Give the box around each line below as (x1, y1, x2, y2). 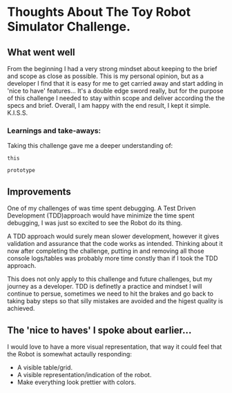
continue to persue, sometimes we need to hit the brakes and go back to (7, 289, 214, 298)
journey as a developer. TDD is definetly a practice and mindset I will (7, 282, 202, 291)
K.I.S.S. (7, 108, 28, 117)
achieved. (7, 305, 35, 313)
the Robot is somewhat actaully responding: (7, 349, 133, 358)
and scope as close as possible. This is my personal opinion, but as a (7, 72, 204, 80)
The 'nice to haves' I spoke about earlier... (7, 324, 192, 336)
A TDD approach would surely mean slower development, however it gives (7, 232, 220, 240)
